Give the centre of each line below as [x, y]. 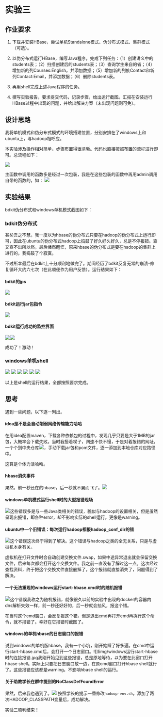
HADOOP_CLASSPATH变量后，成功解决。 [51, 700]
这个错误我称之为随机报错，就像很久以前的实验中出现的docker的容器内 [81, 599]
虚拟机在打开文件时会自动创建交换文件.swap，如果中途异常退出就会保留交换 [81, 558]
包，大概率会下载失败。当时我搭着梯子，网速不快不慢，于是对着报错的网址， [81, 441]
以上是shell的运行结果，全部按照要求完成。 [48, 382]
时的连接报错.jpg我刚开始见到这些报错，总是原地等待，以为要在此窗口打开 [79, 657]
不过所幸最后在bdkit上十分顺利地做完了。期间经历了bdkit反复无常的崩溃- [78, 263]
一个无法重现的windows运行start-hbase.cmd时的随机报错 [64, 588]
